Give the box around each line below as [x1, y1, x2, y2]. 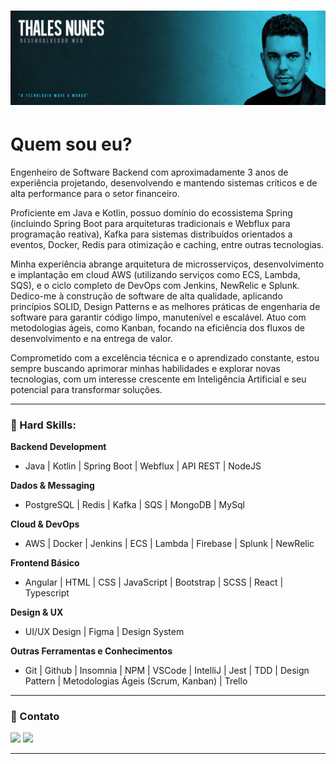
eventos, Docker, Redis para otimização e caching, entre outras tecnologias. [10, 238, 325, 250]
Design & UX [10, 606, 64, 619]
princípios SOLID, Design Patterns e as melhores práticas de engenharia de [10, 300, 321, 312]
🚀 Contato [10, 709, 60, 723]
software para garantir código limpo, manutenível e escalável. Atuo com [10, 311, 307, 323]
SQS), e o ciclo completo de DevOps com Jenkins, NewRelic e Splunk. [10, 279, 300, 291]
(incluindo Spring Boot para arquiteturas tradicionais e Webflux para [10, 217, 291, 229]
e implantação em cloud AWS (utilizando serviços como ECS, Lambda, [10, 268, 301, 280]
